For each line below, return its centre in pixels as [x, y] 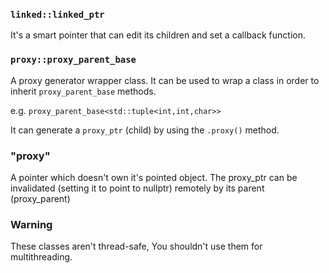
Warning [31, 224]
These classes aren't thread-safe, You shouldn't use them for [136, 246]
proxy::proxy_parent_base [73, 60]
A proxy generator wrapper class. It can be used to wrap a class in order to [165, 80]
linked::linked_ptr [57, 14]
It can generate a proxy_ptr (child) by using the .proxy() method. [145, 130]
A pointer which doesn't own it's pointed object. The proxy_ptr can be [154, 177]
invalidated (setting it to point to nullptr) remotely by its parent [137, 188]
